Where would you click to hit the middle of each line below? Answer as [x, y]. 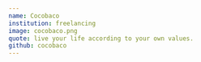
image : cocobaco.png [43, 31]
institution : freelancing [52, 23]
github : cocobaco [38, 46]
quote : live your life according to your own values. [101, 38]
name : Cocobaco [34, 16]
